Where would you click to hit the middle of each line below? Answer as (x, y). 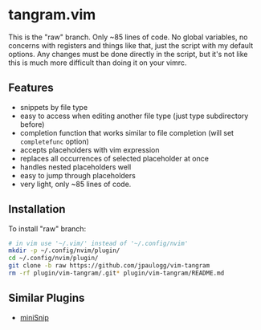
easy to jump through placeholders (78, 175)
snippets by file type (54, 107)
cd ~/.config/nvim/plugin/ (53, 259)
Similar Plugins (47, 298)
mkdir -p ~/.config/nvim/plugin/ (64, 251)
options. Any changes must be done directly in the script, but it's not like (128, 54)
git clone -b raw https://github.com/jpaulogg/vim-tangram (109, 266)
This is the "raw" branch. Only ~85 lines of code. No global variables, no (128, 37)
